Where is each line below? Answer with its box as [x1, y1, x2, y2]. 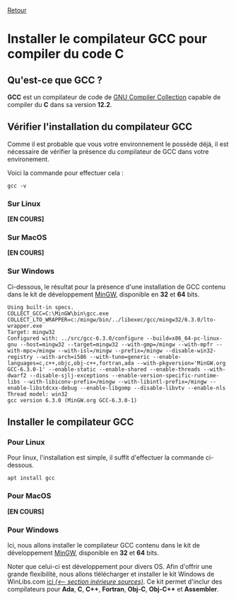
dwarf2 [7, 372, 27, 379]
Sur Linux [7, 199, 41, 209]
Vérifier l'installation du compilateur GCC [7, 121, 193, 133]
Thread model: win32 [7, 390, 69, 398]
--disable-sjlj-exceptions [29, 372, 110, 379]
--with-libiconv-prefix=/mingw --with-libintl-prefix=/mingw [23, 378, 207, 385]
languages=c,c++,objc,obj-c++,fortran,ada [7, 360, 134, 367]
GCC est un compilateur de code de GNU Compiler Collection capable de [7, 93, 221, 101]
